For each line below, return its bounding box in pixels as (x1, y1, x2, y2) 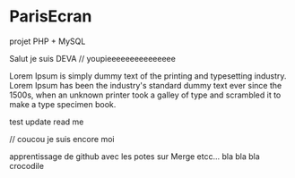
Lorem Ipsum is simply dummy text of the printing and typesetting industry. (9, 70, 287, 81)
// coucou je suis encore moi (9, 133, 115, 144)
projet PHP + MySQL (9, 36, 86, 47)
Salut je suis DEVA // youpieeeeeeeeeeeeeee (9, 53, 177, 64)
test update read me (9, 116, 84, 127)
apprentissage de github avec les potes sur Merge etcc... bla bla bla (9, 150, 260, 162)
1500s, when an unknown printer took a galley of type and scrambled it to (9, 89, 282, 100)
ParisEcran (9, 6, 92, 27)
